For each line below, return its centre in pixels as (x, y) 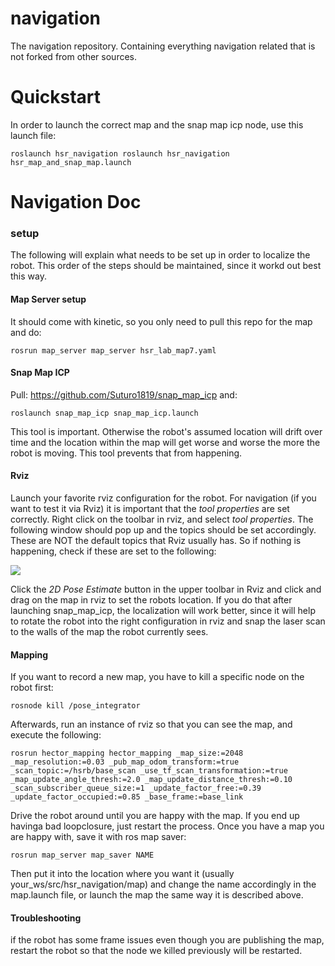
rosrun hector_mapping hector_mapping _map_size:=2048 (127, 753)
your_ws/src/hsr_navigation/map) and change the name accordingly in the (163, 884)
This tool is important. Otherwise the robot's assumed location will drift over (166, 431)
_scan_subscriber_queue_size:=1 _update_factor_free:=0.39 (136, 788)
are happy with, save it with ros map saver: (98, 837)
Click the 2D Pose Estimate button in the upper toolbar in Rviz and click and (166, 589)
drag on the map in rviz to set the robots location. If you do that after (151, 599)
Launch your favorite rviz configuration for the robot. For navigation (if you (163, 498)
